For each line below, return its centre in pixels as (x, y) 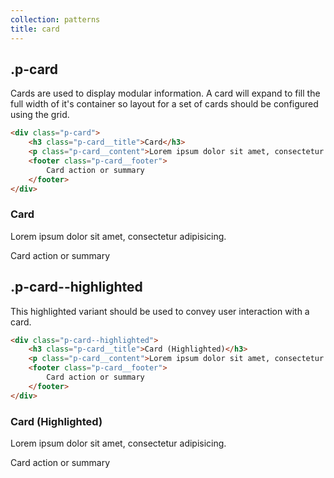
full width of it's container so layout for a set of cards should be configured (164, 104)
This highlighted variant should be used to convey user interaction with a (160, 311)
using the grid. (40, 115)
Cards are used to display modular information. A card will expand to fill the (165, 93)
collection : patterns (55, 19)
